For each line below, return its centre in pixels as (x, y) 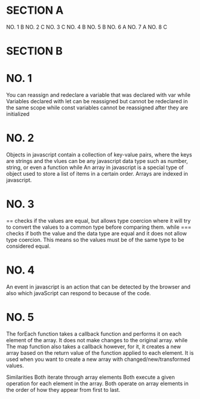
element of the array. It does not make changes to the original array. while (97, 340)
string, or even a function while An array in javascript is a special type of (95, 167)
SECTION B (34, 51)
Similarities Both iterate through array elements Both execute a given (90, 377)
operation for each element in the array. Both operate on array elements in (98, 383)
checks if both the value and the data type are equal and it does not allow (96, 233)
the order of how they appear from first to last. (63, 389)
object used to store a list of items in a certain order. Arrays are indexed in (97, 174)
